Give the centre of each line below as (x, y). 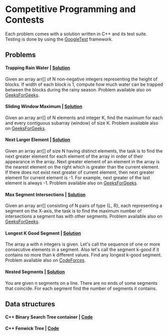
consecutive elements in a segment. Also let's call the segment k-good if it (82, 250)
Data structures (30, 304)
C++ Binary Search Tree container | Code (49, 317)
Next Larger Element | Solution (38, 140)
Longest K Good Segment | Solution (43, 233)
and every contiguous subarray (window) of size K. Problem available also (82, 123)
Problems (21, 55)
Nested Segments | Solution (35, 272)
